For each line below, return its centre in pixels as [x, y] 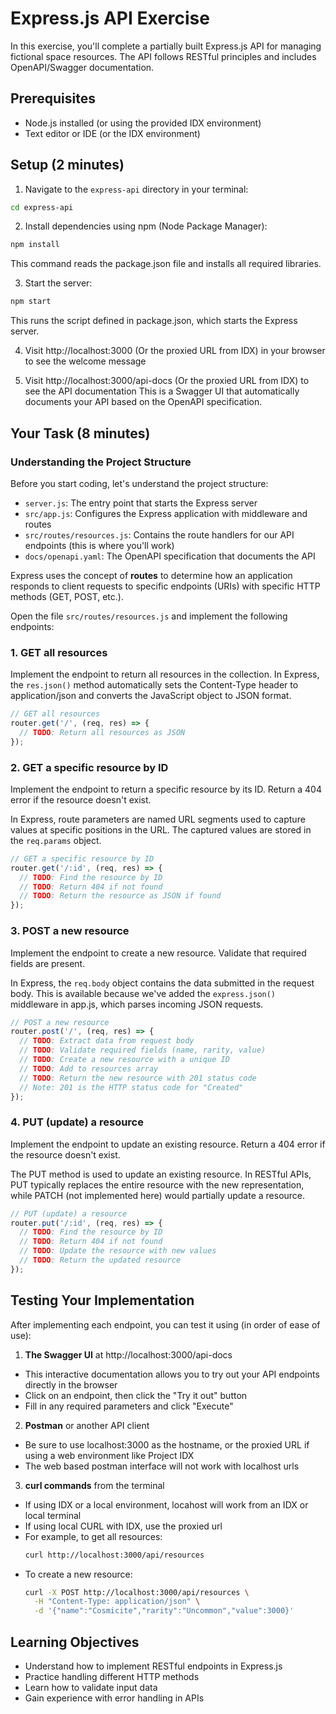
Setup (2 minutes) [67, 165]
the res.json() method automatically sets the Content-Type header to [154, 685]
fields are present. [48, 963]
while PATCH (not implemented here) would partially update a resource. [158, 1195]
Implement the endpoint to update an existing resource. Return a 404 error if [168, 1144]
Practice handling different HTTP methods [112, 1676]
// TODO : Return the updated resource [100, 1260]
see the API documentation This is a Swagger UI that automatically [162, 391]
